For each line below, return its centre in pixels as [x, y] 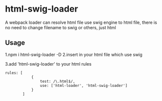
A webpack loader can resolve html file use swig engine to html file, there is [81, 22]
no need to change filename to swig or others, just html [61, 27]
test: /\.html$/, [58, 81]
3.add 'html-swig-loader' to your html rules [48, 64]
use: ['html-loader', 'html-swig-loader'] [84, 85]
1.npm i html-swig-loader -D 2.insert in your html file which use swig [74, 54]
